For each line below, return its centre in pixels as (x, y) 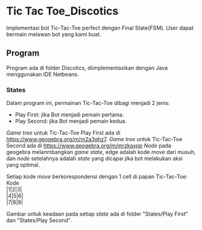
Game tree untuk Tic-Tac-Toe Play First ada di (63, 133)
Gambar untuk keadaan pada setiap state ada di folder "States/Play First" (97, 214)
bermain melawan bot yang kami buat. (54, 34)
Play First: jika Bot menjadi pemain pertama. (69, 115)
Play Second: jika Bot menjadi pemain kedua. (71, 121)
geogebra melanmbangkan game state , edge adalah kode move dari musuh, (101, 152)
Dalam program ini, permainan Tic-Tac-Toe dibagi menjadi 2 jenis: (88, 103)
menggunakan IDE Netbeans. (43, 74)
